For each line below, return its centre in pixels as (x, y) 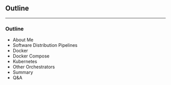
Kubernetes (25, 62)
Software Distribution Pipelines (45, 45)
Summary (23, 72)
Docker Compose (31, 56)
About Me (23, 40)
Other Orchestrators (34, 67)
